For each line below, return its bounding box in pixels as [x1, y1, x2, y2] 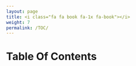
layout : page [6, 8, 38, 15]
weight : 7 [6, 19, 31, 25]
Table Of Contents [6, 50, 97, 63]
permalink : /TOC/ [6, 25, 49, 31]
